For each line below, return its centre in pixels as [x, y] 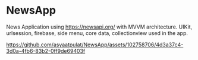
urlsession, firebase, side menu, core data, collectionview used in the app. [97, 33]
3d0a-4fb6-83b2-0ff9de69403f [46, 50]
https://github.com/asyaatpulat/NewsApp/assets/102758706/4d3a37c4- [95, 45]
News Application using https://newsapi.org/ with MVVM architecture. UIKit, [99, 27]
